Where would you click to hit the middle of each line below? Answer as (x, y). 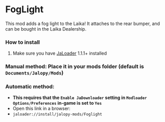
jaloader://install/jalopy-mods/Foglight (57, 114)
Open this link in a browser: (41, 109)
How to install (22, 42)
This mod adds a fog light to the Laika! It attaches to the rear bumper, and (82, 23)
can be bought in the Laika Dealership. (46, 29)
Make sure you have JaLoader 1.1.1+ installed (60, 53)
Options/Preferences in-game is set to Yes (57, 103)
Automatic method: (30, 87)
